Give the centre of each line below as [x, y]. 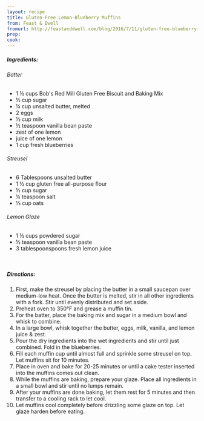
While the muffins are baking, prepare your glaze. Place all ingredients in [106, 379]
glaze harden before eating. [50, 411]
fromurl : [18, 29]
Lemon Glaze [23, 217]
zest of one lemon [38, 132]
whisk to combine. [38, 321]
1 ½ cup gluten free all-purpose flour [61, 184]
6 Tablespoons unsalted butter [54, 177]
